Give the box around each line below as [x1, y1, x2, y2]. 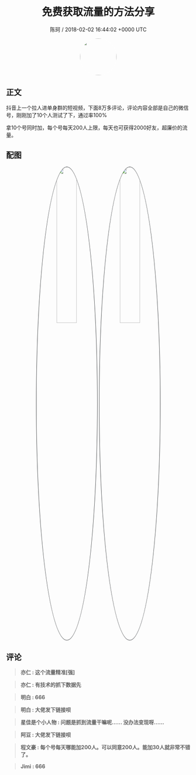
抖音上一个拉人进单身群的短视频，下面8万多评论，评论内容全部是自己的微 [6, 104, 184, 111]
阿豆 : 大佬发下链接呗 [20, 731, 71, 739]
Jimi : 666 [20, 763, 46, 770]
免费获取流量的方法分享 [42, 5, 155, 19]
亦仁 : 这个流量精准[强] [20, 669, 75, 676]
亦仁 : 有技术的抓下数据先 [20, 682, 82, 689]
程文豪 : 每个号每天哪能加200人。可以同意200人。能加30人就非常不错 [20, 744, 190, 751]
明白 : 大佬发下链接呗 [20, 706, 71, 713]
